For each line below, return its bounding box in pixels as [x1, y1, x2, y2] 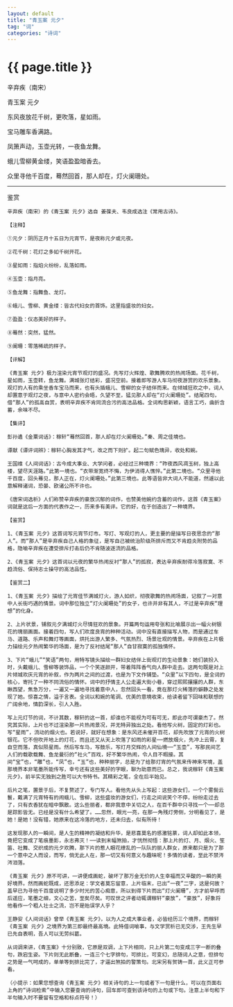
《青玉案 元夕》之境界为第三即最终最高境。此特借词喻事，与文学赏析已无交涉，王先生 [7, 923, 217, 931]
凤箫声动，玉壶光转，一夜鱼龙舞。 [7, 142, 105, 151]
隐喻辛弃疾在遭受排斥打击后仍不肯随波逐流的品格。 [17, 545, 142, 552]
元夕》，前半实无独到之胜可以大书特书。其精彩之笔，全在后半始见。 [7, 774, 170, 781]
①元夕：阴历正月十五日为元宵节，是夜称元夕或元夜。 [7, 235, 137, 242]
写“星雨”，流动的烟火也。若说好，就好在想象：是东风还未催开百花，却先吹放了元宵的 [7, 729, 215, 736]
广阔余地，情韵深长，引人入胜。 [7, 701, 85, 708]
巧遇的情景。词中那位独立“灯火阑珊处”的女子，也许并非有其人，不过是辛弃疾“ [27, 600, 218, 608]
